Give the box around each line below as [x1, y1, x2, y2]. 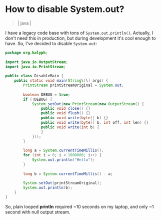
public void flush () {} [40, 111, 91, 116]
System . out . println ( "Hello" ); [31, 157, 95, 162]
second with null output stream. [5, 209, 70, 215]
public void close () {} [40, 106, 91, 111]
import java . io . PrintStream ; [5, 64, 66, 69]
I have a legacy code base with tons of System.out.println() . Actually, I [5, 30, 153, 36]
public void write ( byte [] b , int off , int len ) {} [40, 120, 149, 125]
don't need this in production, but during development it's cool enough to [5, 35, 156, 41]
